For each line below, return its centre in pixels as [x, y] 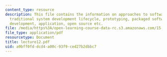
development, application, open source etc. [56, 24]
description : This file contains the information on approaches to [77, 14]
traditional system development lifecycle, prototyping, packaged [80, 19]
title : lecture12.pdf [28, 42]
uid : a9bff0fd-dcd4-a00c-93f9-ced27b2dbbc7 [51, 47]
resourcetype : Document [30, 38]
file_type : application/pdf [34, 33]
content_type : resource [30, 10]
